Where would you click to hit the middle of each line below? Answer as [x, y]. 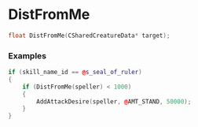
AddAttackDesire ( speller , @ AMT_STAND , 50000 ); [114, 101]
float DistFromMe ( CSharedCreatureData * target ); [89, 35]
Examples [27, 55]
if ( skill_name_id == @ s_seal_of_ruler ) [75, 73]
